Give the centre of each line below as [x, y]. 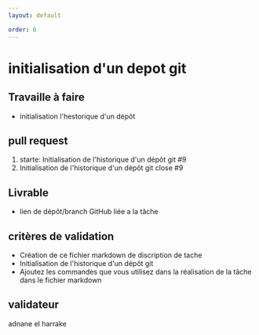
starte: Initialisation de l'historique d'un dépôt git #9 [103, 160]
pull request [38, 141]
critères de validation [61, 236]
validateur [34, 305]
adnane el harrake [37, 323]
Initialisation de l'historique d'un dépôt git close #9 [101, 168]
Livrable [29, 193]
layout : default [35, 15]
